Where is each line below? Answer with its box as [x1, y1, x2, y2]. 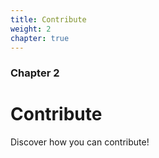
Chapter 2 [10, 66, 60, 80]
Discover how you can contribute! [10, 136, 150, 148]
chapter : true [10, 33, 70, 43]
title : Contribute [10, 14, 87, 25]
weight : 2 [10, 24, 52, 34]
